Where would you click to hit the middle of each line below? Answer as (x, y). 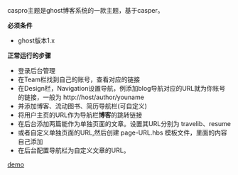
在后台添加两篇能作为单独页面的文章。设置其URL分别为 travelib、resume (124, 124)
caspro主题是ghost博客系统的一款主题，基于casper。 (86, 10)
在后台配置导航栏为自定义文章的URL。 (74, 150)
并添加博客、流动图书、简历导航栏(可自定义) (82, 106)
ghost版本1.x (36, 40)
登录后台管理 (36, 70)
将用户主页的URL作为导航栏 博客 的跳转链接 (80, 115)
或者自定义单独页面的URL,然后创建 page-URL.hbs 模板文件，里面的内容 (122, 132)
